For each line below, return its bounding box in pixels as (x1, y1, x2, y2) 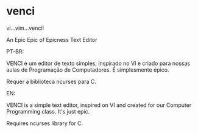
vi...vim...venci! (6, 24, 44, 32)
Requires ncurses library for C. (6, 120, 83, 127)
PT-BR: (6, 47, 24, 55)
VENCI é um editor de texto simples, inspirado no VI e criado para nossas (6, 60, 191, 67)
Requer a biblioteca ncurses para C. (6, 78, 96, 85)
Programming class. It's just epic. (6, 107, 90, 115)
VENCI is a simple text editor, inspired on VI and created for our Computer (6, 101, 192, 109)
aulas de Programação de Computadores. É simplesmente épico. (6, 66, 169, 73)
